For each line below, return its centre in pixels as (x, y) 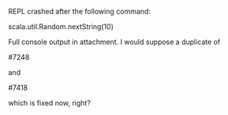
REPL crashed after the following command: (80, 11)
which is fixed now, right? (49, 103)
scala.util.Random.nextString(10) (61, 26)
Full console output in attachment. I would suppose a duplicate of (114, 42)
